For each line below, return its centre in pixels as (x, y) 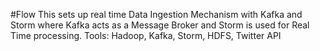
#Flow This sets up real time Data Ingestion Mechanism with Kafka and (156, 14)
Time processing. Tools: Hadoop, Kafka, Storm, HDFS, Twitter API (146, 35)
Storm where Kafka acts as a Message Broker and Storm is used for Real (160, 25)
